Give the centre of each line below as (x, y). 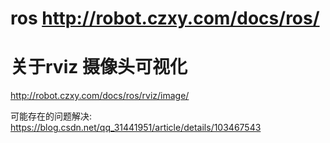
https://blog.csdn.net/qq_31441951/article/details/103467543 (136, 128)
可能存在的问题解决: (51, 116)
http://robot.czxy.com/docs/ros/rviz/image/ (100, 96)
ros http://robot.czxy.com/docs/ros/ (165, 18)
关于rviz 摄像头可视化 (99, 67)
